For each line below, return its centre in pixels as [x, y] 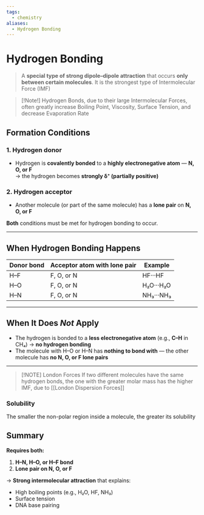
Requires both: [25, 450]
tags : [13, 12]
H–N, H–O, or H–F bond [44, 462]
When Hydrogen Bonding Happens [73, 248]
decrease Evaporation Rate [55, 114]
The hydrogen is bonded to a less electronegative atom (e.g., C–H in [101, 337]
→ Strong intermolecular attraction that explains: [69, 480]
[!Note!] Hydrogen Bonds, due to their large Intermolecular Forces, [104, 100]
